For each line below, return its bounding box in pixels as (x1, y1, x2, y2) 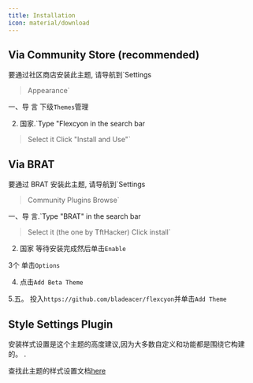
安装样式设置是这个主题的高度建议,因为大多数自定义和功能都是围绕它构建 (8, 339, 246, 348)
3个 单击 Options (8, 261, 61, 270)
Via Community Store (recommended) (8, 48, 199, 62)
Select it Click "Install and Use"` (27, 135, 132, 145)
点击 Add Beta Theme (19, 277, 84, 287)
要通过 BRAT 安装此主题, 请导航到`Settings (8, 179, 146, 190)
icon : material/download (8, 19, 90, 27)
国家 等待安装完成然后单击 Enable (19, 244, 126, 253)
